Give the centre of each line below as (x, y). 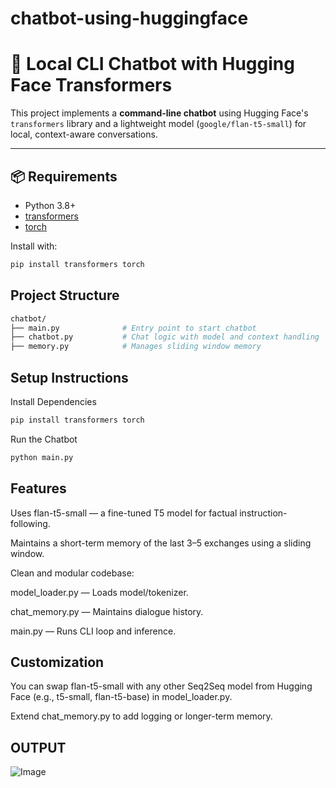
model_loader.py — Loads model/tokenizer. (99, 592)
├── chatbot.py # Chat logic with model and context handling (165, 337)
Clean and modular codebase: (72, 573)
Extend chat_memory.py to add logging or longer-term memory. (141, 716)
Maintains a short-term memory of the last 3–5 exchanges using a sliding (161, 543)
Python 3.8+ (50, 205)
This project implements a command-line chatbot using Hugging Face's (159, 113)
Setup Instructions (69, 377)
